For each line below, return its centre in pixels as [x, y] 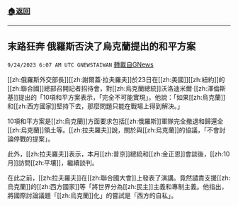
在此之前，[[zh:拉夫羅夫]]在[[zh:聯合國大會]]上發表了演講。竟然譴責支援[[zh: [119, 178]
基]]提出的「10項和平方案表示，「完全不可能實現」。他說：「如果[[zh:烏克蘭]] [117, 98]
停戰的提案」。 [34, 139]
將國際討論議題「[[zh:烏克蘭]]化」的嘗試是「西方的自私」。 [92, 195]
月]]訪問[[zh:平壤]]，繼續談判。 [53, 163]
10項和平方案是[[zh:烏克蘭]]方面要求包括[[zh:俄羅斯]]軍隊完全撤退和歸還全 [115, 121]
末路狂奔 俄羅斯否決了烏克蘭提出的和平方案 [102, 46]
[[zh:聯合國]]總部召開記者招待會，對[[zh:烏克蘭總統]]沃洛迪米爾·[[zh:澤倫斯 [117, 88]
